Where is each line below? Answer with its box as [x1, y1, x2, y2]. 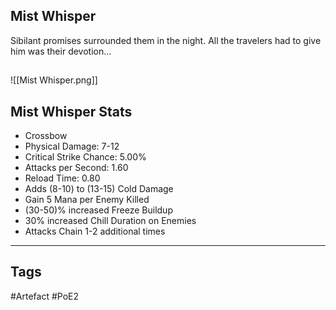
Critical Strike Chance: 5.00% [24, 151, 147, 163]
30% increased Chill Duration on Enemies [24, 215, 197, 227]
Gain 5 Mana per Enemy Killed [24, 194, 150, 206]
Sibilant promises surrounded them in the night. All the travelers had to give [10, 34, 322, 46]
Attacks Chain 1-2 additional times [24, 225, 166, 238]
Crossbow [24, 130, 68, 142]
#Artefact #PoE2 [10, 290, 80, 302]
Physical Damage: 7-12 [24, 140, 120, 153]
